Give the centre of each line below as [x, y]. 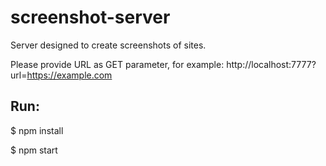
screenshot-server [90, 17]
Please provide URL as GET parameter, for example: [117, 64]
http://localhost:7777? [271, 64]
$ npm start [34, 150]
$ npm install [37, 130]
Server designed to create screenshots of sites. [108, 45]
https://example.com [69, 75]
